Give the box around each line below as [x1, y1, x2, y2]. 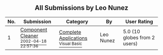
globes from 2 [123, 34, 155, 41]
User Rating [125, 18, 153, 25]
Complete [59, 28, 81, 35]
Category [66, 18, 88, 25]
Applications [59, 35, 88, 41]
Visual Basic [59, 41, 82, 46]
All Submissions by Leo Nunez [34, 4, 129, 12]
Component [20, 26, 48, 33]
